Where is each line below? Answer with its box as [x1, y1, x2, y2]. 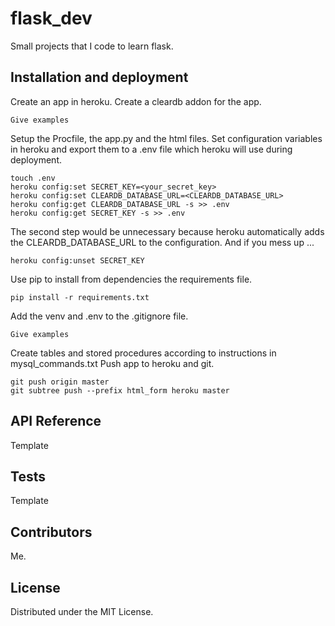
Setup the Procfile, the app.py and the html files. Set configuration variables [10, 132, 323, 144]
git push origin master [10, 377, 110, 387]
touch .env [10, 173, 56, 183]
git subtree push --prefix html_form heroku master [10, 385, 230, 396]
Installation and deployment [10, 69, 189, 86]
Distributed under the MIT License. [10, 606, 154, 617]
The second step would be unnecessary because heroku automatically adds [10, 225, 325, 237]
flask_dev [10, 7, 93, 30]
